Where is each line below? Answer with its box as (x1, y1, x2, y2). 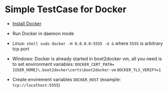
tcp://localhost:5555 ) (12, 82, 61, 88)
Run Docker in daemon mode (12, 30, 74, 36)
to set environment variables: (12, 61, 74, 67)
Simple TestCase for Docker (5, 4, 127, 15)
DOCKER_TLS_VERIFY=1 (117, 67, 161, 73)
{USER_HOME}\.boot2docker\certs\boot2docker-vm (12, 67, 116, 73)
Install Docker (12, 20, 42, 27)
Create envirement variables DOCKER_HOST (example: (12, 76, 121, 82)
